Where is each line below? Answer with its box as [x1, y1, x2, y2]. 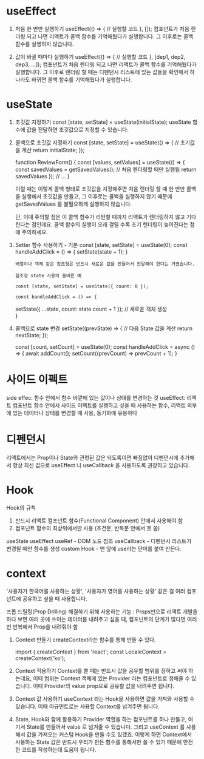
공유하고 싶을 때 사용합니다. [22, 595, 87, 602]
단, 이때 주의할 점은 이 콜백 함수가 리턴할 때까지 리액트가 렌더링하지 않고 [15, 213, 185, 220]
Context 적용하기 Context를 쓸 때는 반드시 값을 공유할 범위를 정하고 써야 [15, 667, 187, 674]
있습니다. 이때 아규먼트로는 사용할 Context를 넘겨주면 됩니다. [15, 703, 160, 710]
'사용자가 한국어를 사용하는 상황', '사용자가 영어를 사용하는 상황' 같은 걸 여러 [6, 587, 186, 595]
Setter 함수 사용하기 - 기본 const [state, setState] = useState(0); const [15, 241, 188, 248]
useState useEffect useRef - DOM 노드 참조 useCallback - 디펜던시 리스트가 [6, 537, 192, 544]
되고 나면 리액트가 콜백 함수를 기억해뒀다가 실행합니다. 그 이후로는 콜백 [26, 32, 194, 40]
